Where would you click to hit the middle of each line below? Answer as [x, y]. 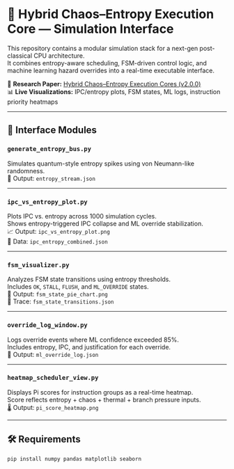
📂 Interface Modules [52, 130]
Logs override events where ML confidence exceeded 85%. [93, 340]
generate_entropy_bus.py [49, 149]
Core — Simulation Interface [91, 29]
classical [20, 56]
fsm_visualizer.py [38, 265]
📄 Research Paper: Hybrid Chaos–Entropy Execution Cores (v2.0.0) [104, 84]
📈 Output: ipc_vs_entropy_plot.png [58, 231]
